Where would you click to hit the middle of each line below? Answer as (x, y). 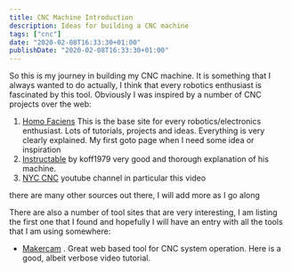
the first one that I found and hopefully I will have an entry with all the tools (146, 222)
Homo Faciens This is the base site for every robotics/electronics (142, 122)
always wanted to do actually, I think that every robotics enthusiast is (136, 85)
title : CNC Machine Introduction (71, 17)
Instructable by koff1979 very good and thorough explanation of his (146, 159)
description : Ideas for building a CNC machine (99, 26)
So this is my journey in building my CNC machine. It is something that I (140, 76)
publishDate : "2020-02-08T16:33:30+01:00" (89, 51)
